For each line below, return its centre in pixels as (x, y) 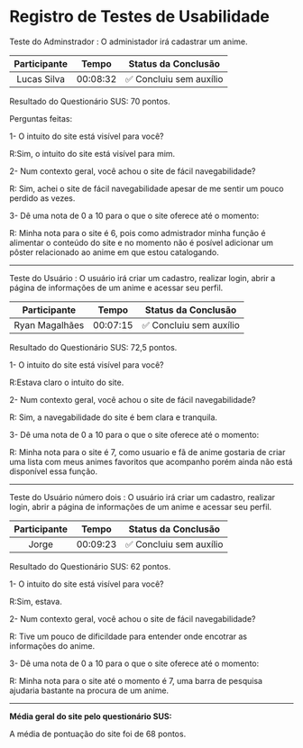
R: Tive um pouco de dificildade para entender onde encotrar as (129, 636)
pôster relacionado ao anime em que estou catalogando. (114, 252)
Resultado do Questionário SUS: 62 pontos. (90, 566)
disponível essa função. (53, 471)
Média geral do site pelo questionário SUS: (91, 716)
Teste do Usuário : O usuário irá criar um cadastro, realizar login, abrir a (142, 278)
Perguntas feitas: (41, 118)
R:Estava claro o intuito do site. (67, 382)
